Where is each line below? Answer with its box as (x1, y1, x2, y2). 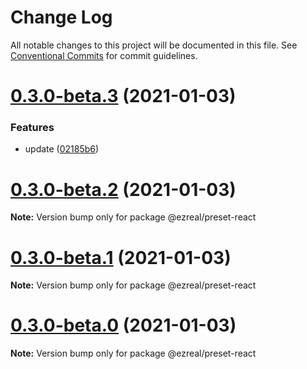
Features (10, 121, 55, 135)
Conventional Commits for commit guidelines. (10, 49, 198, 61)
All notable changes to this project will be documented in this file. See (10, 39, 298, 51)
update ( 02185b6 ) (24, 143, 100, 155)
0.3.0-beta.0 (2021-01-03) (10, 314, 237, 337)
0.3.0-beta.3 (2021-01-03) (10, 85, 237, 108)
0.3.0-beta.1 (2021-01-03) (10, 246, 232, 269)
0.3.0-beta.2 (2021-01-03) (10, 178, 237, 201)
